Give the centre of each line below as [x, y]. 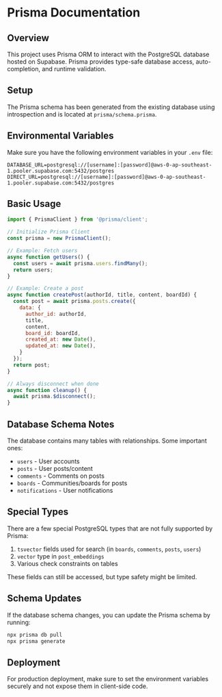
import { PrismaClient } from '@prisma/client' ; [78, 220]
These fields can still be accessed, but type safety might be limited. [102, 576]
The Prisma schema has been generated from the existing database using [111, 107]
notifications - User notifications [65, 490]
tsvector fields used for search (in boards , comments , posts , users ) [109, 549]
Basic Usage [34, 204]
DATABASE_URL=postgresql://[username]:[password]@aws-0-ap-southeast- [110, 165]
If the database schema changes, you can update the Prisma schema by [109, 615]
